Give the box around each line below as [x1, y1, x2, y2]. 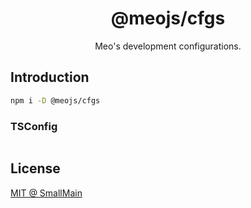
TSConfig [10, 119, 58, 133]
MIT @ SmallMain [10, 187, 83, 199]
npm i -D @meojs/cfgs [10, 95, 101, 106]
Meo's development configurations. [94, 40, 242, 52]
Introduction [10, 69, 90, 86]
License [10, 160, 61, 177]
